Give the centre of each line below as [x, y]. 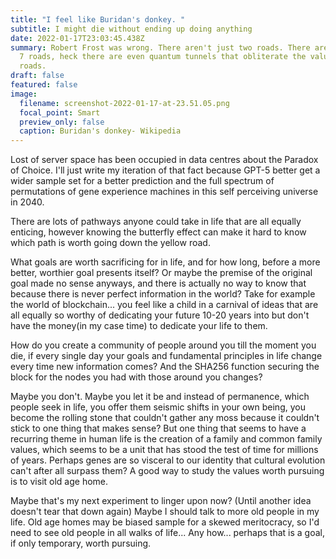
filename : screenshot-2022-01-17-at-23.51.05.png [124, 103]
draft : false [37, 76]
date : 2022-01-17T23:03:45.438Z [77, 38]
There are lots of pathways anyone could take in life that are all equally [156, 222]
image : [24, 94]
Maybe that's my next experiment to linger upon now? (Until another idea [161, 501]
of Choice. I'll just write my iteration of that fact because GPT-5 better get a [165, 170]
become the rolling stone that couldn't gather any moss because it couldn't [165, 418]
